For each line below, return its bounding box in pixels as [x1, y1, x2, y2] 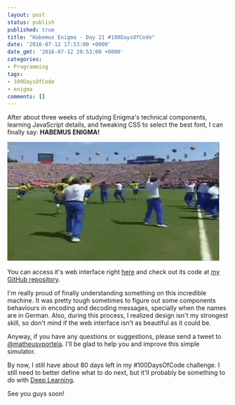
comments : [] [7, 93, 46, 100]
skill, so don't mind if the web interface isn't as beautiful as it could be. [7, 319, 212, 327]
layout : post [7, 11, 46, 18]
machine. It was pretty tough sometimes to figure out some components [7, 296, 216, 305]
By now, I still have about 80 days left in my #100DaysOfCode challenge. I [7, 361, 220, 369]
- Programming [7, 63, 49, 70]
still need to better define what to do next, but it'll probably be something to [7, 368, 226, 377]
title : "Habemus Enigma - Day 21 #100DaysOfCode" [7, 34, 156, 41]
